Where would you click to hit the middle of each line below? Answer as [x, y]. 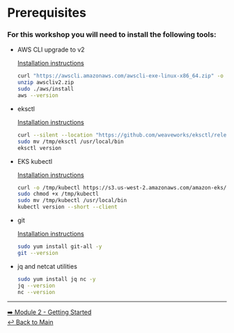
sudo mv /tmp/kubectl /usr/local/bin [72, 201]
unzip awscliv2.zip [46, 83]
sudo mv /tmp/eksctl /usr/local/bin [70, 141]
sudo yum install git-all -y [60, 247]
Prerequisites [47, 13]
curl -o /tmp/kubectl [49, 187]
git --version [38, 253]
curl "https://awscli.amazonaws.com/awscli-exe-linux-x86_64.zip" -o [120, 76]
